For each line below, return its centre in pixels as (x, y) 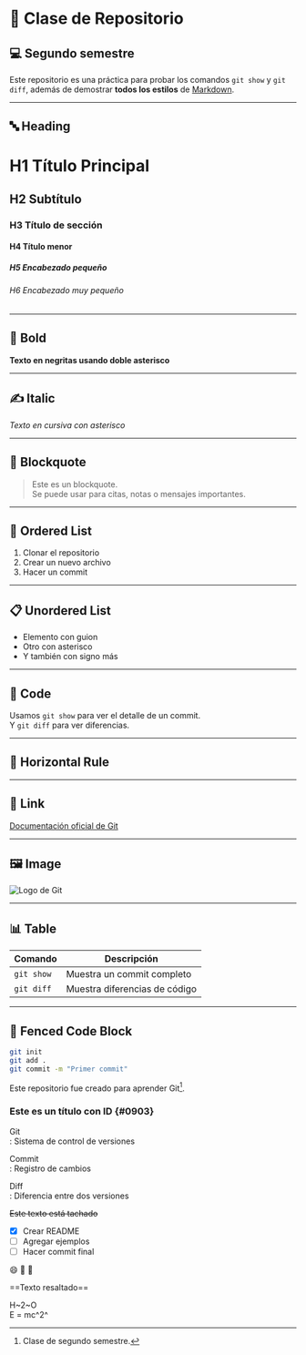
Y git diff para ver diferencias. (70, 725)
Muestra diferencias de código (132, 989)
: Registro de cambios (50, 1168)
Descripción (131, 959)
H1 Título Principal (80, 165)
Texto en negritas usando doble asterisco (90, 360)
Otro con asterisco (57, 647)
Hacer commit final (58, 1251)
